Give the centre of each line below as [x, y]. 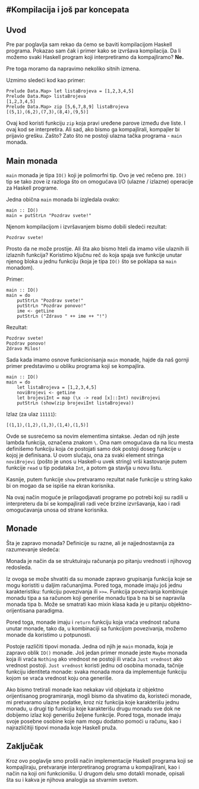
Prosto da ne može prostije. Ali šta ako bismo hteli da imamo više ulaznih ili [98, 249]
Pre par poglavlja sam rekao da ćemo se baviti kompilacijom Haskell [89, 45]
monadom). [20, 268]
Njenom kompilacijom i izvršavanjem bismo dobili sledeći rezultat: [87, 227]
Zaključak [25, 746]
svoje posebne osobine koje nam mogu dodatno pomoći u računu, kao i [94, 721]
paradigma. [50, 610]
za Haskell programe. [32, 188]
